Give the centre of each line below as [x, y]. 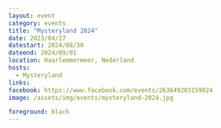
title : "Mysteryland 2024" [53, 30]
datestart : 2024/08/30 [46, 46]
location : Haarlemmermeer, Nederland [71, 61]
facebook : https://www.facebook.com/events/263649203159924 [111, 90]
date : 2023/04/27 [37, 38]
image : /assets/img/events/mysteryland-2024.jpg [91, 98]
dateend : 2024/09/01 [43, 53]
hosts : [19, 68]
